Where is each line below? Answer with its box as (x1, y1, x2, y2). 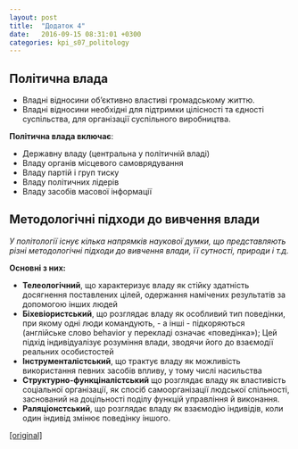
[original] (9, 429, 43, 440)
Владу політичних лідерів (21, 177, 120, 187)
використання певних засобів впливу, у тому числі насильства (21, 365, 263, 376)
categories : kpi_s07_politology (9, 37, 129, 47)
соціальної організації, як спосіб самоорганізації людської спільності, (21, 384, 290, 395)
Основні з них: (9, 262, 66, 273)
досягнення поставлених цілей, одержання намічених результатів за (21, 289, 286, 300)
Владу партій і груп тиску (21, 167, 120, 179)
